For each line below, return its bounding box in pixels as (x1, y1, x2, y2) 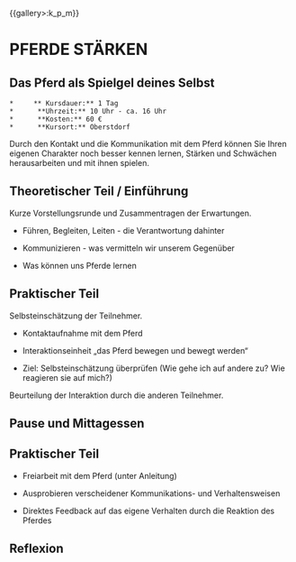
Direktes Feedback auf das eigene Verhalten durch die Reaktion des (22, 505, 275, 516)
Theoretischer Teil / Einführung (9, 184, 189, 199)
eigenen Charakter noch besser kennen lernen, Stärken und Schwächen (9, 148, 277, 159)
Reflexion (9, 541, 65, 557)
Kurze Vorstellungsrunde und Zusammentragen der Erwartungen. (9, 207, 252, 218)
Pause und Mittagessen (9, 416, 145, 431)
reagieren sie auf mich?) (22, 372, 112, 382)
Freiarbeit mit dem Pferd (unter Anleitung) (22, 470, 177, 481)
